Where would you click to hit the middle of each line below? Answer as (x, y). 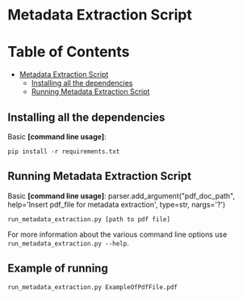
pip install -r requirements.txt (64, 152)
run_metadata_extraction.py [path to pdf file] (89, 219)
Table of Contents (69, 52)
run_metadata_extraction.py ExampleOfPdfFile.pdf (93, 287)
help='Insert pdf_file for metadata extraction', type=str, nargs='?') (117, 204)
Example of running (58, 269)
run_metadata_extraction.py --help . (69, 243)
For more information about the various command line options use (117, 234)
